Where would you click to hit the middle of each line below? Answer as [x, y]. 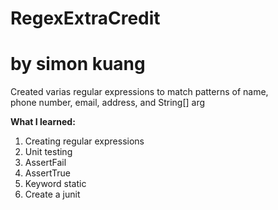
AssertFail [45, 163]
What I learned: [43, 122]
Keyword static [55, 184]
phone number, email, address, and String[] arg [108, 103]
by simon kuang [78, 64]
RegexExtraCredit [85, 18]
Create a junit [52, 194]
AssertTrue [47, 173]
